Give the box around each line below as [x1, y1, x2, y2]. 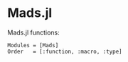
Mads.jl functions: [7, 28, 60, 37]
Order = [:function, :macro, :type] [7, 48, 122, 55]
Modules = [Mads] [7, 42, 59, 49]
